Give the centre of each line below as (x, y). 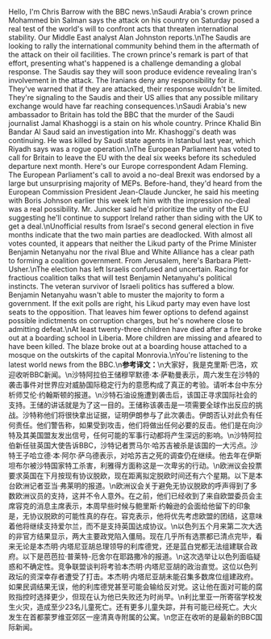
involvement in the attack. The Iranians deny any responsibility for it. (122, 80)
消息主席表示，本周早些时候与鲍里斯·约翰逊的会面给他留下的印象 (144, 506)
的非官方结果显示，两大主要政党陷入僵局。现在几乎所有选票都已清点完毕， (132, 536)
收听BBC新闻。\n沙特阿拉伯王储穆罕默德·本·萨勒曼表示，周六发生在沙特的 (137, 374)
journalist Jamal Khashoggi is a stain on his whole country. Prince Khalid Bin (135, 123)
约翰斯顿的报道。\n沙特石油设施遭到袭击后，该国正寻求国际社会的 (148, 395)
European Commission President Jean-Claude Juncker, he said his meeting (134, 192)
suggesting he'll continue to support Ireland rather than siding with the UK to (135, 218)
